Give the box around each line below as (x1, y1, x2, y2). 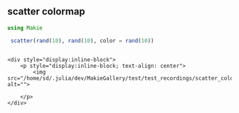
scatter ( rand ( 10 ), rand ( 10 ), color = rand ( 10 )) (10, 37, 154, 44)
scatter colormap (7, 6, 85, 18)
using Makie (7, 24, 43, 31)
